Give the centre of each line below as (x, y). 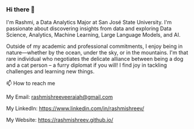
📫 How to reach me (31, 83)
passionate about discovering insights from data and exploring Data (89, 28)
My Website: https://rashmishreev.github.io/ (60, 120)
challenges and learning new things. (50, 72)
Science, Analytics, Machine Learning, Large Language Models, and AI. (93, 35)
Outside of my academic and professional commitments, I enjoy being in (94, 46)
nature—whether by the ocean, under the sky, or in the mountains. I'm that (97, 53)
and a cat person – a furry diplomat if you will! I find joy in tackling (87, 65)
